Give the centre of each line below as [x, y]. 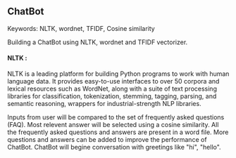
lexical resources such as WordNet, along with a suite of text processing [112, 89]
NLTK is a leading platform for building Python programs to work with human [118, 74]
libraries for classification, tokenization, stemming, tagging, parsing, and [112, 96]
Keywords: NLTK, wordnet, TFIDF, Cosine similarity [81, 28]
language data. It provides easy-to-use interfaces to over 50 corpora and [113, 81]
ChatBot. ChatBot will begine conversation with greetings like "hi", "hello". [114, 147]
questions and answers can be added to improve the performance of [107, 140]
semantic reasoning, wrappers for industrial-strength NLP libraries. [105, 104]
